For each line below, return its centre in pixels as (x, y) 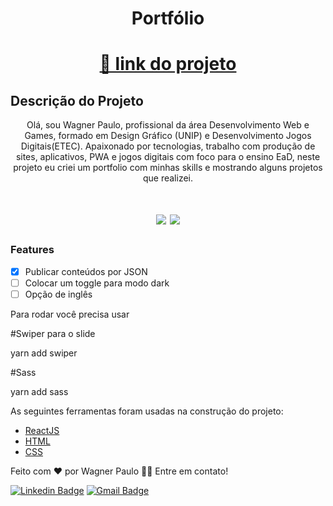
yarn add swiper (44, 353)
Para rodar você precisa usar (70, 314)
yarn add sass (39, 391)
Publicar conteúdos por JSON (86, 271)
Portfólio (168, 18)
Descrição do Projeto (77, 100)
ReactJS (42, 430)
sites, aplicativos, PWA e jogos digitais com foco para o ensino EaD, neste (168, 157)
